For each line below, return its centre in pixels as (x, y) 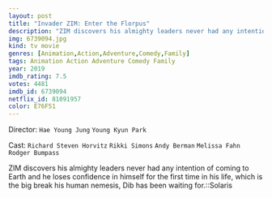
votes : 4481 (28, 84)
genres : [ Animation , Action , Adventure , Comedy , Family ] (99, 54)
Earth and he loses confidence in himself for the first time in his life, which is (136, 177)
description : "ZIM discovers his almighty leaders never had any (121, 31)
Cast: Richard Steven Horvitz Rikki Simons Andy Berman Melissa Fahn (124, 145)
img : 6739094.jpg (38, 39)
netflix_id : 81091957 (45, 99)
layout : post (30, 16)
